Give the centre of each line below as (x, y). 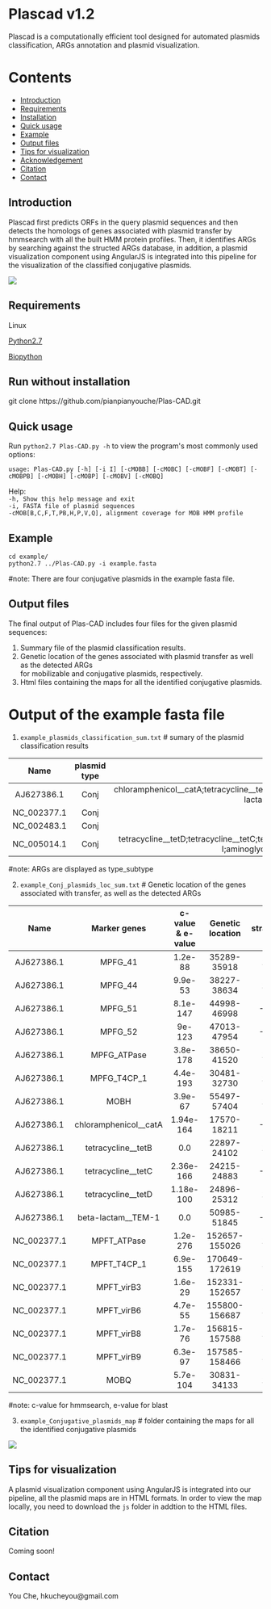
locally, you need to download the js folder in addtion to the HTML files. (128, 1506)
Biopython (25, 356)
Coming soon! (31, 1551)
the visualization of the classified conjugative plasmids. (100, 265)
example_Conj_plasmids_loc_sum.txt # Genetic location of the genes (133, 884)
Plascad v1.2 (52, 14)
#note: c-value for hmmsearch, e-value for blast (88, 1405)
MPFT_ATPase (119, 1241)
